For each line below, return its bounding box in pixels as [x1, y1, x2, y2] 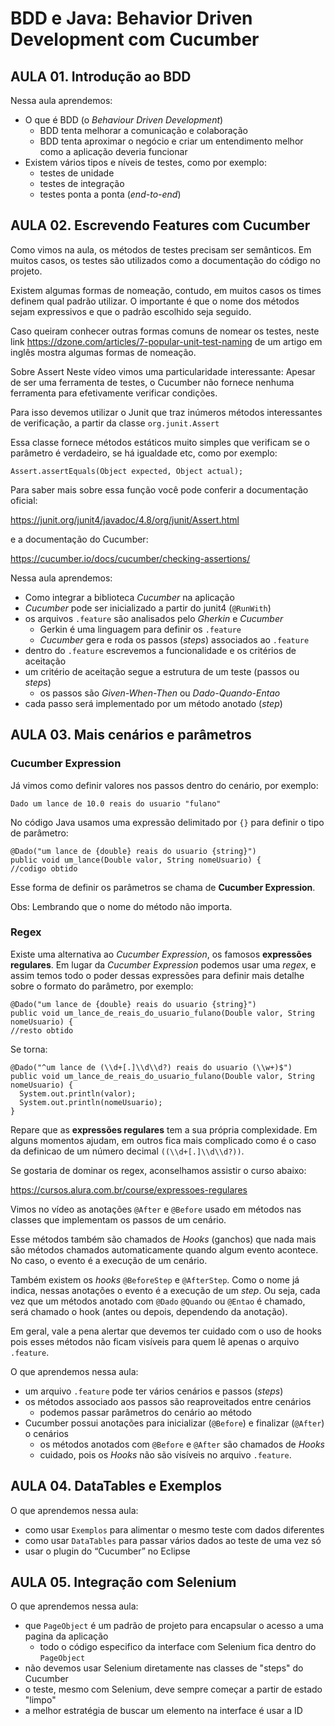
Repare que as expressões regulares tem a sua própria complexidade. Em [10, 1123, 318, 1136]
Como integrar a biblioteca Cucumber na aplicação [24, 591, 235, 603]
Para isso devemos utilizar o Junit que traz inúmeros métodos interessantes [10, 406, 323, 418]
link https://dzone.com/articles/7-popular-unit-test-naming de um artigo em [10, 335, 323, 347]
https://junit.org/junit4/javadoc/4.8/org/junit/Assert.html [10, 513, 240, 526]
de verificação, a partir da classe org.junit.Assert [10, 417, 220, 429]
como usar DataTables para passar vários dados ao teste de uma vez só [24, 1534, 322, 1546]
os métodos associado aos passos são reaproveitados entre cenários [24, 1395, 312, 1407]
